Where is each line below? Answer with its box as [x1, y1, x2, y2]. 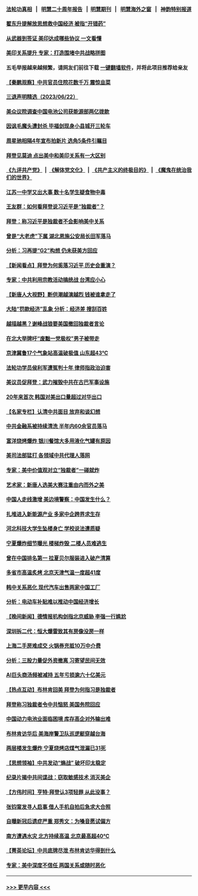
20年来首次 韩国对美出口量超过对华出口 [6, 393, 102, 400]
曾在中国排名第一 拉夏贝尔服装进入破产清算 [6, 554, 111, 561]
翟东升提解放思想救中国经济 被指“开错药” [6, 20, 106, 27]
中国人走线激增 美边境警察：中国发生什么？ [6, 496, 111, 503]
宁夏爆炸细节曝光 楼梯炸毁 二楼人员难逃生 [6, 539, 107, 546]
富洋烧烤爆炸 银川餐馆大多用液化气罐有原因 [6, 437, 111, 444]
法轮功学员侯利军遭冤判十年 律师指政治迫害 [6, 364, 111, 371]
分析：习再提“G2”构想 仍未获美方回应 [6, 247, 98, 254]
